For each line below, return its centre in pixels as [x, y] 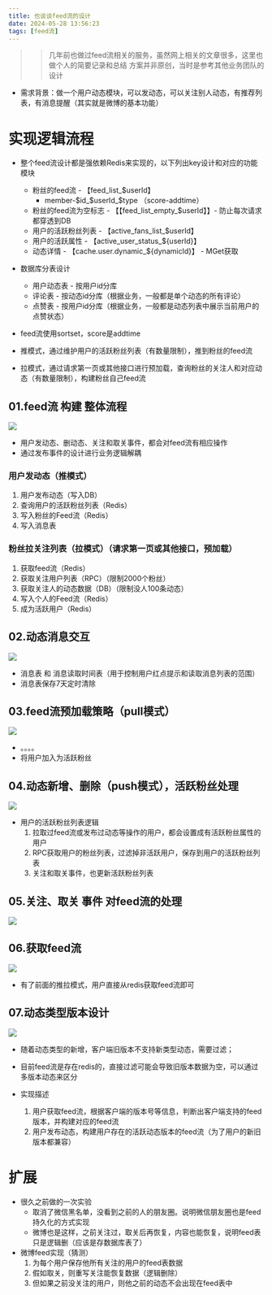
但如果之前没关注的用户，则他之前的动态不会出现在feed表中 [132, 1283]
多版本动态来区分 [49, 1076]
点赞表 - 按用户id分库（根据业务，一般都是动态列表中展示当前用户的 [146, 306]
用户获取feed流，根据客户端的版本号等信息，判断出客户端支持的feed [147, 1111]
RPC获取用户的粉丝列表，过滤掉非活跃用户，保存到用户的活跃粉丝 [142, 853]
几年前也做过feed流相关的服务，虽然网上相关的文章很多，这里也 [156, 55]
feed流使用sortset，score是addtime [80, 333]
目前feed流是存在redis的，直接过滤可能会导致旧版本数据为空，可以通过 [139, 1067]
